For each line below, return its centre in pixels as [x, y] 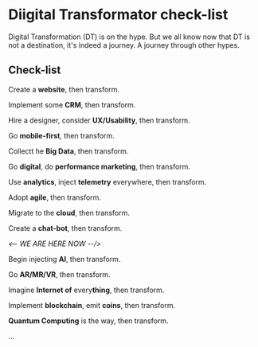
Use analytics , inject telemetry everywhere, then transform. [107, 181]
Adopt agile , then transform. [55, 197]
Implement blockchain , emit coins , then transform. [92, 305]
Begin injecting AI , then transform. [64, 259]
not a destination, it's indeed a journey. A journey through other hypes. [124, 45]
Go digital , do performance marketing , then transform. [100, 166]
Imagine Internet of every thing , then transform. [86, 290]
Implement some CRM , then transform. [72, 104]
